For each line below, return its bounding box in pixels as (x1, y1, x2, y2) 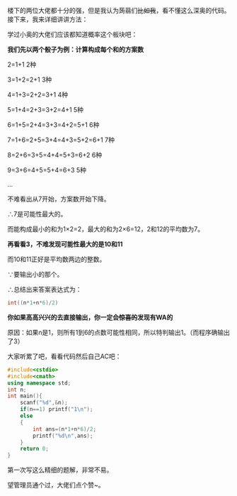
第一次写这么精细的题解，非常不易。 (7, 465, 113, 474)
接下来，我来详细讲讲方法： (7, 15, 88, 23)
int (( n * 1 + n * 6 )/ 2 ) (7, 299, 59, 307)
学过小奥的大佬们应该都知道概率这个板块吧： (7, 31, 138, 38)
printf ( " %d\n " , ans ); (33, 432, 93, 439)
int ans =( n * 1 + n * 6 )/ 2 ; (33, 425, 97, 433)
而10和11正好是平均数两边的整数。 (7, 255, 106, 263)
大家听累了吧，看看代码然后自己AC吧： (7, 352, 122, 360)
